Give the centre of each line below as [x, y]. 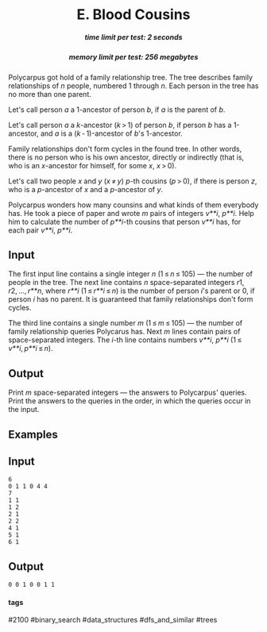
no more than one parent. [50, 94]
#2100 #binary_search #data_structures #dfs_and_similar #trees [113, 620]
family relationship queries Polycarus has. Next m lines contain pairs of [124, 332]
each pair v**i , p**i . [41, 230]
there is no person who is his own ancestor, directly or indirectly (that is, [126, 157]
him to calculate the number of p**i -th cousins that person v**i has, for [125, 222]
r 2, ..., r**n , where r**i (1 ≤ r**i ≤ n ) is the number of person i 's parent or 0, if [132, 291]
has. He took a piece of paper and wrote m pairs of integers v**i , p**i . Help [131, 213]
